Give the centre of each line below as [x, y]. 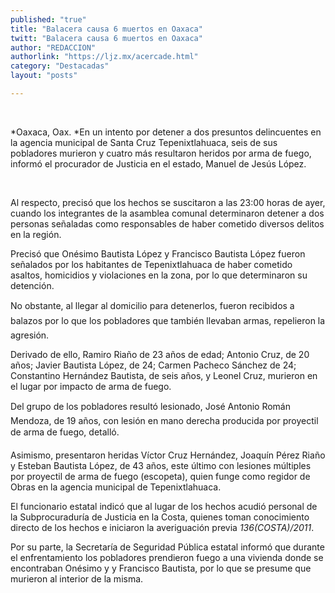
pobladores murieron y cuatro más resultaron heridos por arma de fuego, [161, 153]
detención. [32, 285]
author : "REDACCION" [53, 47]
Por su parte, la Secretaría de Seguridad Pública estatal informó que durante [167, 547]
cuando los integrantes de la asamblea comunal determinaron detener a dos [167, 213]
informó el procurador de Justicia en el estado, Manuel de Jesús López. [158, 163]
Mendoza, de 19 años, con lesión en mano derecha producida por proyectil [164, 420]
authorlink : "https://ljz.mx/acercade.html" [104, 57]
